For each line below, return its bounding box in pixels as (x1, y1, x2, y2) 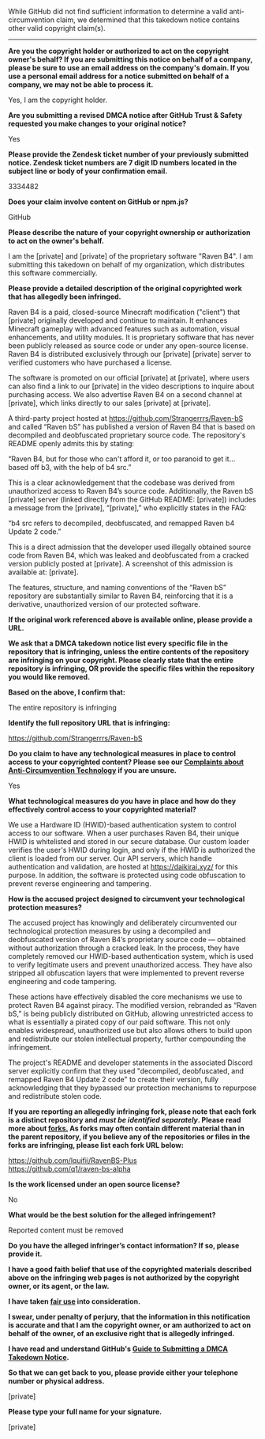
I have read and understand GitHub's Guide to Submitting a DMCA (8, 1344, 229, 1354)
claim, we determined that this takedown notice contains (56, 15, 241, 25)
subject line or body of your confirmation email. (8, 166, 168, 176)
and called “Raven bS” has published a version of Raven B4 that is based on (8, 422, 256, 431)
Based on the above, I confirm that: (8, 687, 126, 697)
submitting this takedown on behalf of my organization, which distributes (8, 260, 245, 269)
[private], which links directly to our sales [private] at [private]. (8, 399, 211, 407)
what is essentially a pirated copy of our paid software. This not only (8, 1017, 231, 1027)
